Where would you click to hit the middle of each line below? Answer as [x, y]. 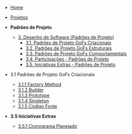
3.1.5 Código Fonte [37, 106]
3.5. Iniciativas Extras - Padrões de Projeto [70, 64]
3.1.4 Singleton [33, 101]
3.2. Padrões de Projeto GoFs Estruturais [69, 48]
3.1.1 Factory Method [40, 84]
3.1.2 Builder [31, 90]
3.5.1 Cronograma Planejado [48, 126]
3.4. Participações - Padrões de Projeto [67, 59]
